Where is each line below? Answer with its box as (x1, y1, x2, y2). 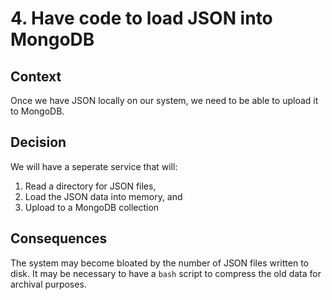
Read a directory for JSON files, (24, 180, 157, 192)
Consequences (10, 230, 108, 247)
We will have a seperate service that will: (10, 160, 178, 172)
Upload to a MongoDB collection (24, 201, 160, 213)
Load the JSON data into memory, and (24, 190, 183, 202)
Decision (10, 134, 67, 151)
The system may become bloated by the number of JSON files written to (10, 257, 309, 269)
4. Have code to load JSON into (10, 7, 273, 30)
